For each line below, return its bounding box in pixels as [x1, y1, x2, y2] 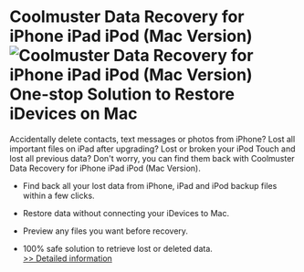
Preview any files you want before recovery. [22, 225, 189, 236]
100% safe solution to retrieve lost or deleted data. [22, 243, 213, 254]
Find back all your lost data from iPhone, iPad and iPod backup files [22, 180, 278, 191]
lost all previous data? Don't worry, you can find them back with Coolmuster [9, 152, 295, 163]
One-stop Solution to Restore [9, 84, 236, 105]
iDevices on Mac [9, 103, 138, 124]
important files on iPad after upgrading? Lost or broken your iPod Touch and [9, 143, 296, 154]
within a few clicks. [22, 190, 95, 201]
